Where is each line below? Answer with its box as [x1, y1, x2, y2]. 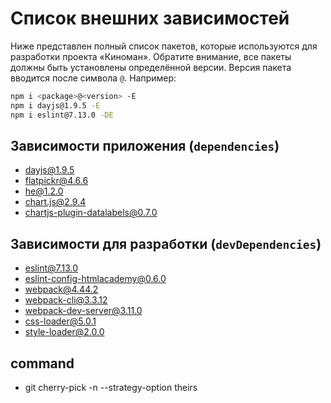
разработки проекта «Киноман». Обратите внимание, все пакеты [10, 50, 292, 62]
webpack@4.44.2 [24, 283, 99, 296]
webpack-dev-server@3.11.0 [24, 305, 143, 317]
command [10, 355, 75, 372]
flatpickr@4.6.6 [24, 175, 89, 187]
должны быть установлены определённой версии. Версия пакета [10, 61, 292, 73]
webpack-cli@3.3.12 [24, 294, 108, 306]
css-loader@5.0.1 [24, 315, 97, 327]
